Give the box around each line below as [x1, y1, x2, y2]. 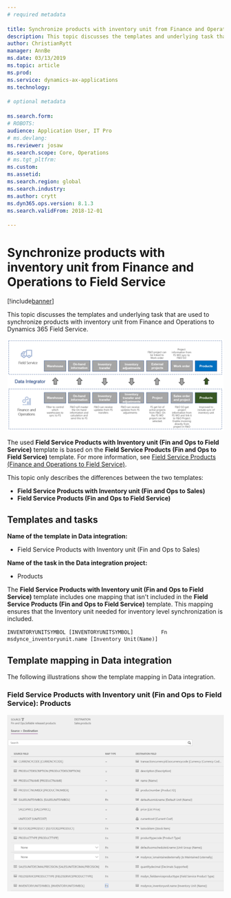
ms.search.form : [7, 113, 54, 120]
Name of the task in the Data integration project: [7, 558, 148, 567]
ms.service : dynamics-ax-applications [7, 76, 118, 83]
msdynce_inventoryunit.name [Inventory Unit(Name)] [7, 636, 158, 643]
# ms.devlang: [7, 134, 48, 141]
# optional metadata [7, 98, 67, 105]
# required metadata [7, 11, 67, 18]
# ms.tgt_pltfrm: [7, 156, 57, 163]
